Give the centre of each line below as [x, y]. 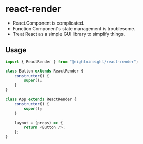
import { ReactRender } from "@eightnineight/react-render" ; [72, 62]
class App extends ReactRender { [41, 99]
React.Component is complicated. [48, 23]
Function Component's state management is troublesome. [74, 28]
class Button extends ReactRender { [44, 71]
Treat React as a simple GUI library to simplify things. [69, 34]
